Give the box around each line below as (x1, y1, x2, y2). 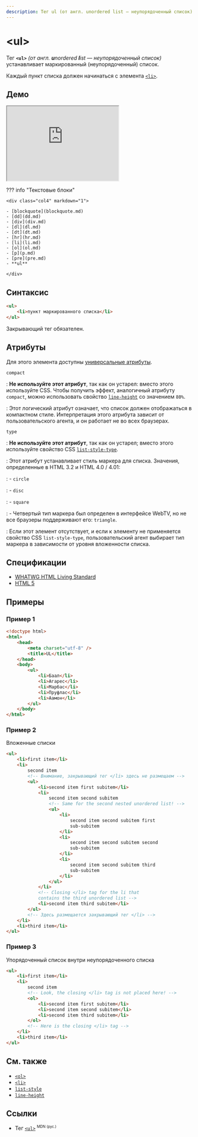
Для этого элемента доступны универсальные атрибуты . (6, 358, 153, 365)
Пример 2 (6, 726, 37, 734)
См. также (6, 1056, 48, 1067)
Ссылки (6, 1108, 37, 1119)
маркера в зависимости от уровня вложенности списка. (6, 540, 150, 547)
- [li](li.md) (6, 240, 42, 246)
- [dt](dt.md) (6, 229, 42, 236)
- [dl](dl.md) (6, 224, 42, 230)
